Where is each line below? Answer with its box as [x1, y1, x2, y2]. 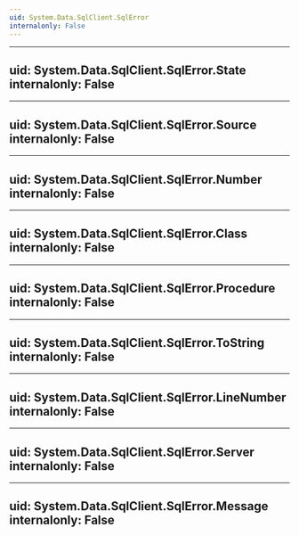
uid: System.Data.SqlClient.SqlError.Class [9, 227, 247, 242]
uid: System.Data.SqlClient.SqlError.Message [9, 499, 269, 514]
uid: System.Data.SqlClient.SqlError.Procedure [9, 281, 276, 296]
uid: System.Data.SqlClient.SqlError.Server [9, 444, 255, 459]
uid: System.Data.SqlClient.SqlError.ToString [9, 335, 265, 350]
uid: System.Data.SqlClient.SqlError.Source [9, 117, 257, 132]
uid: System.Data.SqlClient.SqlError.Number [9, 171, 263, 187]
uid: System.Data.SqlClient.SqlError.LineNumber [9, 390, 287, 405]
